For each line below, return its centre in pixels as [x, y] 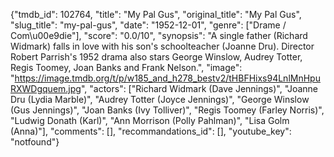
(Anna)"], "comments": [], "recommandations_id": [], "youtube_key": [151, 131]
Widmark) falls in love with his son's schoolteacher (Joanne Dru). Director [162, 46]
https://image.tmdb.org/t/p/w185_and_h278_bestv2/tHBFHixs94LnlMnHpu [167, 78]
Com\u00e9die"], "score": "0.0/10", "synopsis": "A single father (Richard [159, 35]
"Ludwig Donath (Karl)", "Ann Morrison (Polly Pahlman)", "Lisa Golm [150, 120]
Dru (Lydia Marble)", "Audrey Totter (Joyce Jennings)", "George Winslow [160, 99]
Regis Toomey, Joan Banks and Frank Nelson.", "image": [126, 67]
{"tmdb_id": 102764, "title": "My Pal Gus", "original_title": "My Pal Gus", [156, 14]
